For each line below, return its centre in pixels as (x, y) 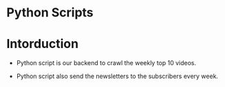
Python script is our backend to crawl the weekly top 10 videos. (106, 63)
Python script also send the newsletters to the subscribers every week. (117, 76)
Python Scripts (50, 13)
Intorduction (43, 44)
